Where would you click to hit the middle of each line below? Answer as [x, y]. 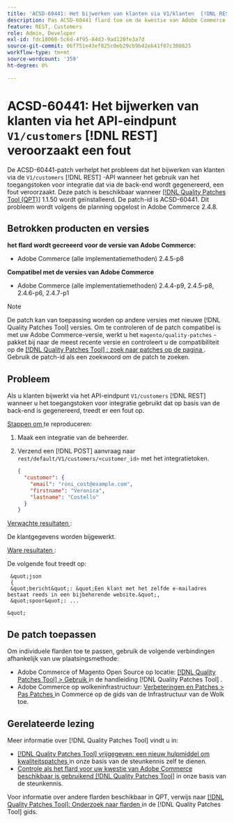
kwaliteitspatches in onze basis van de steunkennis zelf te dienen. [112, 761]
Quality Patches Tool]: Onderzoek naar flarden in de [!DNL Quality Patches [114, 804]
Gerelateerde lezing [51, 724]
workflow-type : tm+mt [39, 53]
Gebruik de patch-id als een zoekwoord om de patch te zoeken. [99, 357]
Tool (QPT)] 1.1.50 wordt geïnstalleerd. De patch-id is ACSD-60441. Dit [108, 199]
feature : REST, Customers [45, 26]
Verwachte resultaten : [40, 524]
